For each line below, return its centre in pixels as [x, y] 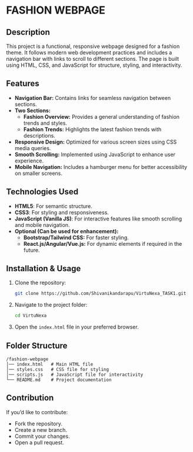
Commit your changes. [42, 436]
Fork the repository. [39, 424]
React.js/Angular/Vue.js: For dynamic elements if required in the [103, 243]
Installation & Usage [44, 269]
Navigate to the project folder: [51, 305]
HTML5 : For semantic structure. [54, 206]
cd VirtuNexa [31, 316]
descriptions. [39, 135]
